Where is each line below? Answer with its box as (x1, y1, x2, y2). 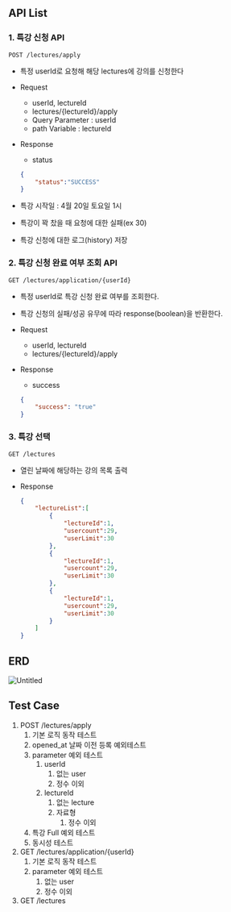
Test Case (8, 699, 60, 713)
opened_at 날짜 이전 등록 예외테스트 (31, 739, 146, 749)
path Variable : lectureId (31, 123, 112, 133)
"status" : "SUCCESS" (35, 177, 101, 186)
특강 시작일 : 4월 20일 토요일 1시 (19, 201, 122, 210)
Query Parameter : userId (31, 115, 117, 124)
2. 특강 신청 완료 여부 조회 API (8, 257, 118, 269)
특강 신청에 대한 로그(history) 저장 (19, 235, 128, 245)
